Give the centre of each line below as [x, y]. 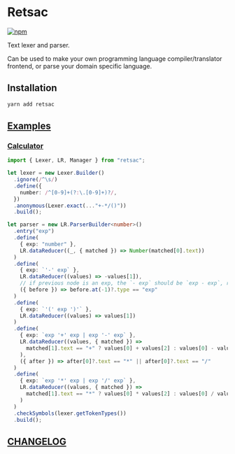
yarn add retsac [31, 104]
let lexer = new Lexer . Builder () [56, 173]
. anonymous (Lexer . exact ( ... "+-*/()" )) [70, 206]
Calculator [26, 146]
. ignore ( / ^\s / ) [36, 180]
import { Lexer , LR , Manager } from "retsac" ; [76, 161]
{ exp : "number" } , [48, 244]
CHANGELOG [37, 441]
